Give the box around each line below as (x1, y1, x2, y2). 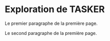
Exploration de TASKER (5, 4, 105, 15)
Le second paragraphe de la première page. (5, 30, 97, 36)
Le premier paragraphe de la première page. (5, 20, 98, 26)
